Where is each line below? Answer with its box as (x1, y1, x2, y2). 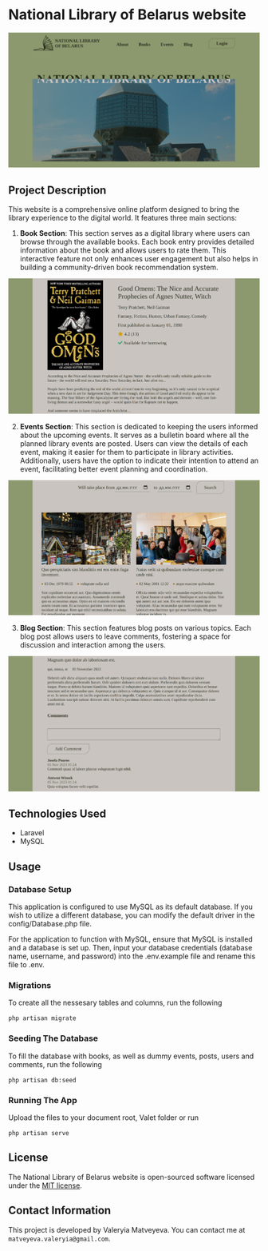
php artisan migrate (8, 1014, 77, 1022)
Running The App (8, 1094, 77, 1106)
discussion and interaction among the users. (19, 640, 166, 650)
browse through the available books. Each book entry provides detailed (19, 237, 254, 247)
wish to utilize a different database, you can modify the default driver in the (8, 910, 255, 920)
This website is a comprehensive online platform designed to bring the (8, 205, 240, 214)
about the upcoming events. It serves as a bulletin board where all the (19, 430, 250, 440)
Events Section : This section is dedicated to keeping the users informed (19, 421, 258, 431)
